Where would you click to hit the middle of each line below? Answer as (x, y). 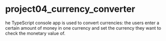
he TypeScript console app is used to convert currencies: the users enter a (82, 23)
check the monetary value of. (35, 33)
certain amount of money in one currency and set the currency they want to (83, 28)
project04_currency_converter (70, 9)
